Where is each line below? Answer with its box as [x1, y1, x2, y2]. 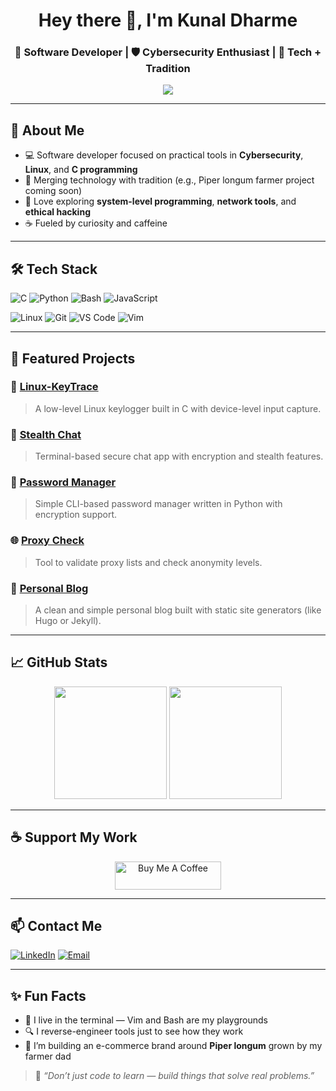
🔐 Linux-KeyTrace [10, 380, 99, 394]
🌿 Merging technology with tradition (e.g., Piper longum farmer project [24, 174, 315, 186]
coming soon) [24, 185, 83, 197]
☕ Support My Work [10, 829, 138, 846]
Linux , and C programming [24, 164, 138, 176]
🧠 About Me [10, 122, 85, 139]
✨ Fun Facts [10, 987, 87, 1004]
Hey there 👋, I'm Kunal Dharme [38, 9, 298, 32]
